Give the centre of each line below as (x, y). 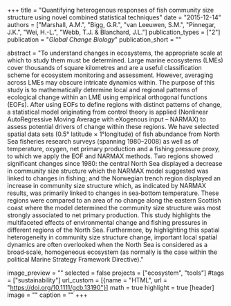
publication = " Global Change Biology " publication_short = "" (94, 40)
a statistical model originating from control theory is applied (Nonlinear (108, 112)
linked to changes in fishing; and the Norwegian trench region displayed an (114, 178)
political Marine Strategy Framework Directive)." (75, 259)
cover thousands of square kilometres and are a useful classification (104, 68)
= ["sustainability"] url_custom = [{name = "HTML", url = (87, 280)
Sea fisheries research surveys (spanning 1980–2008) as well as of (103, 141)
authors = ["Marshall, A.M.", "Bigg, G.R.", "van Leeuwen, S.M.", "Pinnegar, (112, 25)
